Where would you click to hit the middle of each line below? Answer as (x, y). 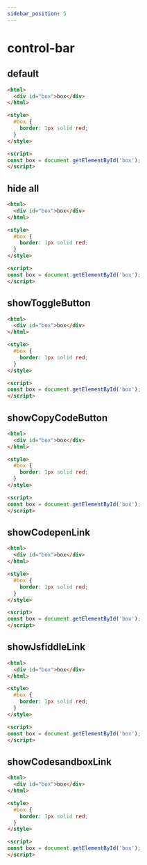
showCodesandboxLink (60, 762)
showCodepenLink (49, 532)
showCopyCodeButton (58, 418)
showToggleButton (49, 303)
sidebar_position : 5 (37, 14)
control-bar (41, 48)
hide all (23, 188)
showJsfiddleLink (46, 647)
